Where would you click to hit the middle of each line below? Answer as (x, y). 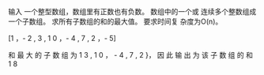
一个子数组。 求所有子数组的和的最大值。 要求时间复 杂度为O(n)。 (115, 21)
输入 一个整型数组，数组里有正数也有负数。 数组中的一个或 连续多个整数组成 (132, 11)
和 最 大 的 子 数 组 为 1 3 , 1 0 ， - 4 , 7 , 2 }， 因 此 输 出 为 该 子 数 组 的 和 (130, 55)
